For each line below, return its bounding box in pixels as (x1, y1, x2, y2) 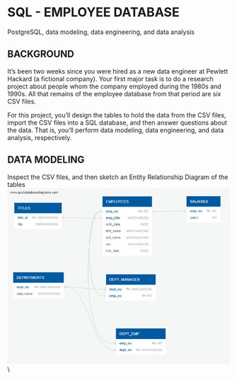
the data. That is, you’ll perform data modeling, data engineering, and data (7, 125, 224, 134)
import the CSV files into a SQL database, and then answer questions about (7, 118, 228, 127)
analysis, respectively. (7, 133, 72, 142)
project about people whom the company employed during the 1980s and (7, 82, 221, 91)
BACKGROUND (7, 48, 74, 60)
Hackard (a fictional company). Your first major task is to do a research (7, 74, 214, 83)
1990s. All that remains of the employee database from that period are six (7, 89, 221, 98)
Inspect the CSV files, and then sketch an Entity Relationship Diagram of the (7, 173, 229, 181)
